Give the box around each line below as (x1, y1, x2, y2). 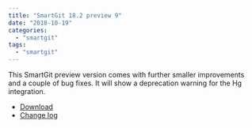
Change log (19, 111, 58, 119)
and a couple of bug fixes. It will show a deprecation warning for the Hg (8, 78, 242, 88)
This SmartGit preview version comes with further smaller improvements (8, 70, 245, 79)
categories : (8, 26, 48, 34)
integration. (8, 87, 46, 96)
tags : (8, 41, 26, 49)
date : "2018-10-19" (8, 19, 73, 27)
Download (19, 102, 54, 111)
